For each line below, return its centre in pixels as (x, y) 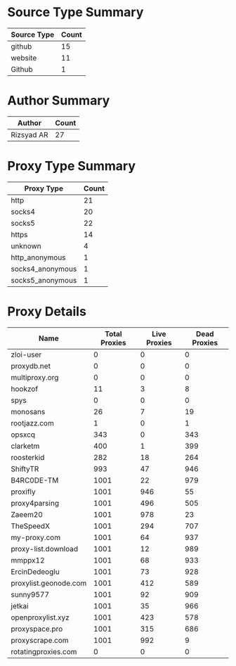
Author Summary (59, 101)
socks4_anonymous (44, 269)
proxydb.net (31, 366)
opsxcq (23, 435)
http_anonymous (38, 257)
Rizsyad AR (29, 134)
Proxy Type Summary (71, 166)
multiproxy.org (35, 377)
